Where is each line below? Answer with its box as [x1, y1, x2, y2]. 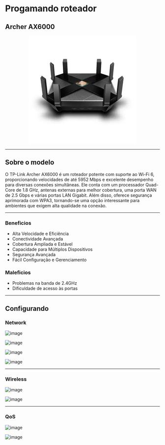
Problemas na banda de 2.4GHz [12, 280, 77, 286]
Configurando [5, 304, 49, 313]
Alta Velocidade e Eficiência [12, 231, 69, 237]
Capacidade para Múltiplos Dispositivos [12, 246, 93, 252]
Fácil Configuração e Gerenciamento [12, 257, 87, 263]
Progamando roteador [5, 3, 97, 14]
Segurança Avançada [12, 252, 56, 258]
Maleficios [5, 269, 31, 276]
